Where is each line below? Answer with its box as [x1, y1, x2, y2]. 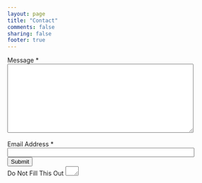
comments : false [7, 23, 55, 30]
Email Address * [7, 140, 54, 148]
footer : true [7, 37, 46, 44]
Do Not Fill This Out [7, 169, 64, 177]
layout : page [7, 10, 46, 18]
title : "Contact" [7, 17, 58, 24]
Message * [7, 56, 39, 64]
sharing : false [7, 30, 52, 37]
